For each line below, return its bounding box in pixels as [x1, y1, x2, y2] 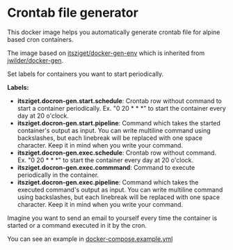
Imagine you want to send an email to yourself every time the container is [7, 214, 218, 222]
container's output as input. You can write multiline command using [17, 126, 211, 134]
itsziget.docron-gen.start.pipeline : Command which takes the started [17, 118, 221, 127]
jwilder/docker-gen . [7, 56, 64, 64]
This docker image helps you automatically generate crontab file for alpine [7, 28, 220, 36]
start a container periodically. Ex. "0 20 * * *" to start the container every [17, 104, 226, 112]
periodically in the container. [17, 171, 99, 179]
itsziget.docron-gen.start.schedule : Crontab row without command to [17, 96, 223, 105]
